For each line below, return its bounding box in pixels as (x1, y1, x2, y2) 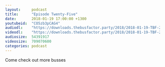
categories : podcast (5, 44, 48, 48)
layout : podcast (5, 7, 48, 12)
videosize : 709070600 (5, 39, 52, 44)
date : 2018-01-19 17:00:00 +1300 (5, 16, 87, 21)
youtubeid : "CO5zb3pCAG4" (5, 21, 60, 26)
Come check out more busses (5, 57, 66, 63)
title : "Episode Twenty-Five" (5, 12, 78, 17)
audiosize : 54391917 (5, 35, 50, 40)
